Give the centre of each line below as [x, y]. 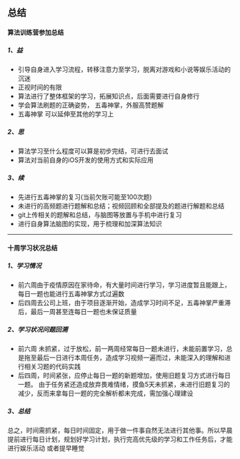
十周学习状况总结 [32, 248]
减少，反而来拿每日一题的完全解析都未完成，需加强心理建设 [105, 393]
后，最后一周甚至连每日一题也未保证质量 [77, 312]
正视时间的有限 [40, 87]
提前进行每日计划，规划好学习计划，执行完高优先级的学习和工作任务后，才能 [120, 439]
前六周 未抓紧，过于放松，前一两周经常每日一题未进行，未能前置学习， [122, 349]
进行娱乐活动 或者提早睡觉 [46, 448]
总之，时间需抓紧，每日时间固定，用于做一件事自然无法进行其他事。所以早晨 [120, 430]
